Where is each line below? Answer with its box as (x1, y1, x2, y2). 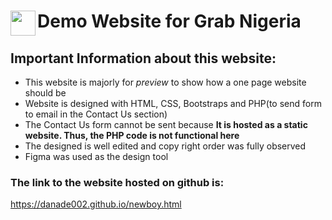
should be (24, 87, 67, 99)
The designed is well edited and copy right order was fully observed (24, 140, 307, 152)
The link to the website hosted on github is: (10, 175, 225, 189)
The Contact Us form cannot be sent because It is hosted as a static (24, 119, 308, 130)
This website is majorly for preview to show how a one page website (24, 76, 307, 88)
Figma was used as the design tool (24, 151, 169, 162)
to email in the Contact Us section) (24, 108, 168, 120)
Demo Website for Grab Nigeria (37, 10, 302, 33)
